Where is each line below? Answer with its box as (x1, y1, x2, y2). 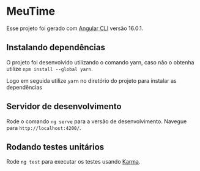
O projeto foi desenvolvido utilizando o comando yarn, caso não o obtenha (6, 58, 194, 66)
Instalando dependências (6, 42, 106, 53)
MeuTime (6, 4, 56, 18)
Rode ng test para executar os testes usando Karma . (6, 158, 141, 165)
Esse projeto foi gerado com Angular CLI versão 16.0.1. (6, 25, 144, 32)
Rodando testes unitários (6, 142, 105, 152)
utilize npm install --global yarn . (6, 65, 93, 72)
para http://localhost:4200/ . (6, 124, 81, 131)
